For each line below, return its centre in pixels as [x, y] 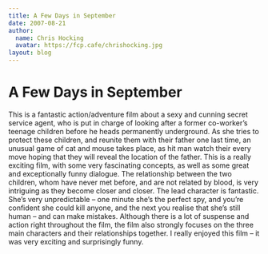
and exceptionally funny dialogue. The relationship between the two [120, 173]
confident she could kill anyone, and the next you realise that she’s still [124, 208]
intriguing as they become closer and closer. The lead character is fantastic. [134, 190]
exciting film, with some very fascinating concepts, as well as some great [129, 165]
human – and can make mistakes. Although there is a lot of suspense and [129, 216]
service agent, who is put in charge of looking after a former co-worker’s [128, 123]
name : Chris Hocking [50, 38]
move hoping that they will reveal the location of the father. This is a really [130, 157]
